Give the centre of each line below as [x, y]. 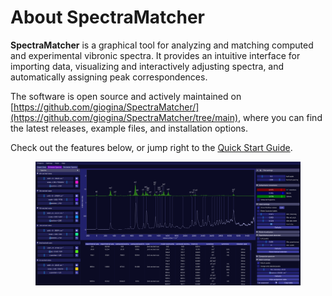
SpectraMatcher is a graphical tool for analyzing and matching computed [162, 45]
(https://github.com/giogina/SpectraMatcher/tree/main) [124, 117]
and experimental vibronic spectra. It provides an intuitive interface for [155, 55]
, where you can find [280, 117]
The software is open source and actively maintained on [126, 96]
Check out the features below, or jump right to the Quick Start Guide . [151, 147]
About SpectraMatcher [108, 17]
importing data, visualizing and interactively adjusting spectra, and [147, 66]
